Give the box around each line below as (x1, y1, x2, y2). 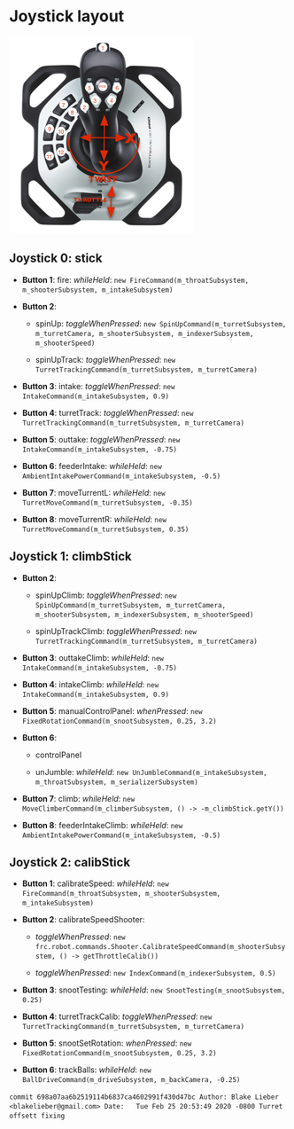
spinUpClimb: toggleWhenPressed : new (35, 590, 177, 600)
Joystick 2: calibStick (9, 854, 131, 870)
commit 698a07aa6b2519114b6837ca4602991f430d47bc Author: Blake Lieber (9, 1093, 279, 1102)
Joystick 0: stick (9, 251, 103, 266)
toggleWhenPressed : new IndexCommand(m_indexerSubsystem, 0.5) (35, 968, 276, 978)
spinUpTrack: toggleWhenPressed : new (35, 354, 176, 365)
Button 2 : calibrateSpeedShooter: (21, 914, 145, 925)
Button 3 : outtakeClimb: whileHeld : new (21, 652, 164, 663)
